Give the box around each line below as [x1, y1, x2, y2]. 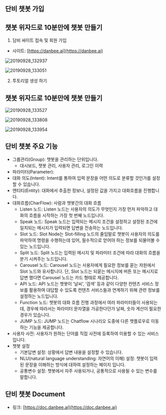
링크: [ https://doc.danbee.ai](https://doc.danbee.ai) [12, 404, 117, 410]
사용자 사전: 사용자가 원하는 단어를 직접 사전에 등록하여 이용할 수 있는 [12, 330, 146, 336]
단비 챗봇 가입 [5, 4, 45, 13]
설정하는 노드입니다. [19, 293, 58, 299]
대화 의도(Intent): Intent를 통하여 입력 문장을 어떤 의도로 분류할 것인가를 [12, 175, 151, 181]
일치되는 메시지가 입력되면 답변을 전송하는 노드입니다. [19, 224, 123, 230]
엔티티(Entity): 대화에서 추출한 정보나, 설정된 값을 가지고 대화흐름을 [12, 187, 142, 193]
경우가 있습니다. [19, 311, 51, 317]
